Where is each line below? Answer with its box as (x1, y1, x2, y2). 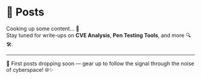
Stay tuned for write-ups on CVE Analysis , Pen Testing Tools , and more (6, 31, 185, 39)
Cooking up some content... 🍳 (6, 25, 80, 32)
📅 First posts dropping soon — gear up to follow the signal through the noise (6, 59, 194, 67)
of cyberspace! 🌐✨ (6, 66, 54, 73)
